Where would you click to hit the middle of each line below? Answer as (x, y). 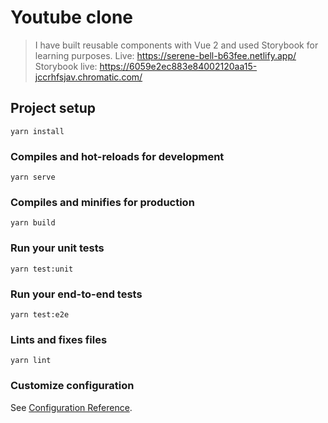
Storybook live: (66, 66)
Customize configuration (72, 386)
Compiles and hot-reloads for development (117, 156)
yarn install (37, 131)
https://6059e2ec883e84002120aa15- (178, 66)
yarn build (33, 223)
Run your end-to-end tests (76, 294)
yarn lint (31, 361)
